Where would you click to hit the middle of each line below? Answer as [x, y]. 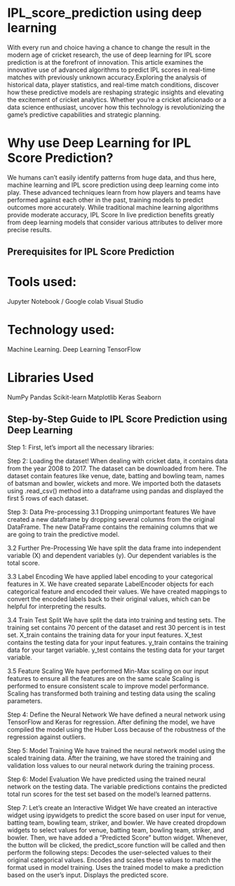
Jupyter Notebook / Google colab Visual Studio [75, 302]
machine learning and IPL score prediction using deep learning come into [113, 185]
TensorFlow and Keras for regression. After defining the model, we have [111, 721]
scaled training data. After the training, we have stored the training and [109, 758]
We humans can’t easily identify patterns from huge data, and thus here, [112, 177]
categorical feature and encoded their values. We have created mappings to [117, 591]
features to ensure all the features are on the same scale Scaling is [103, 678]
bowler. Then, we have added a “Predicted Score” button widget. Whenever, [117, 837]
